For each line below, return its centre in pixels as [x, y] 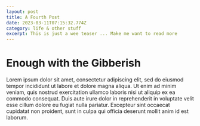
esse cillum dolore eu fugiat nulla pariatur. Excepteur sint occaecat [88, 105]
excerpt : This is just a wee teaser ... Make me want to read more [92, 34]
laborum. [17, 118]
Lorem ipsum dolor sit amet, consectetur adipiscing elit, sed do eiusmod [95, 80]
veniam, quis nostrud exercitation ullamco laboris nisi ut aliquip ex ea [91, 92]
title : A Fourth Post [33, 17]
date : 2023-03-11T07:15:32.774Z [46, 23]
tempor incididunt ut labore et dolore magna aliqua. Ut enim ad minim [91, 86]
